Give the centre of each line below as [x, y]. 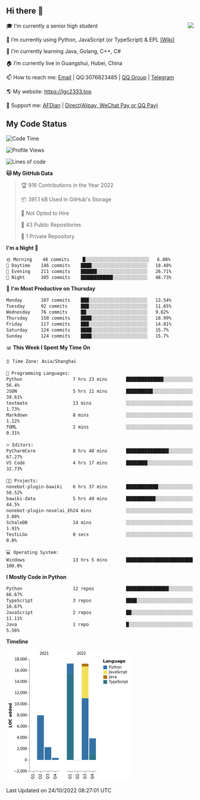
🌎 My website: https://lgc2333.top [49, 91]
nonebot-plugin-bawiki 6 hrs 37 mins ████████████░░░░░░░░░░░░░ [100, 487]
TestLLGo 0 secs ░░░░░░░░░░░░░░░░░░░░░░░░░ [100, 534]
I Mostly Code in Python [36, 577]
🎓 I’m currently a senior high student [52, 26]
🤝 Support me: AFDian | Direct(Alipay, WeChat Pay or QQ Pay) [82, 105]
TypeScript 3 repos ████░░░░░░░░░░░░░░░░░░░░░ [100, 601]
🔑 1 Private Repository [48, 236]
